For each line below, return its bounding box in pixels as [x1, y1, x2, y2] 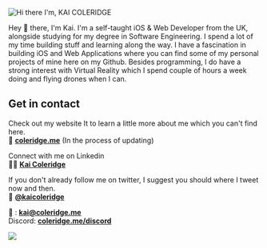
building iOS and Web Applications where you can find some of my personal [8, 49, 259, 58]
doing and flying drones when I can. [8, 74, 127, 83]
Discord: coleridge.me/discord [8, 216, 112, 226]
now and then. [8, 183, 56, 193]
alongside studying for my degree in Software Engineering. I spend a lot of [8, 32, 253, 41]
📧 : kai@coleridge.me [8, 207, 82, 217]
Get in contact [8, 97, 81, 111]
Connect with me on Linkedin [8, 150, 105, 160]
